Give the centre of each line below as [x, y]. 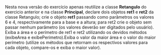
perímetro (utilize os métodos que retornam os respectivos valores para [76, 42]
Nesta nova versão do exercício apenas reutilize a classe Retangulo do [76, 7]
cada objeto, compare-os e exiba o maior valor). [53, 48]
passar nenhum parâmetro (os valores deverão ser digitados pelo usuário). [80, 27]
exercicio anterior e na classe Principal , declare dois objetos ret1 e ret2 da [79, 12]
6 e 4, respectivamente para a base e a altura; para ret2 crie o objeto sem [78, 22]
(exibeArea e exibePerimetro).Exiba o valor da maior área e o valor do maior [80, 37]
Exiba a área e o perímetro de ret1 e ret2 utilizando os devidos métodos [76, 32]
